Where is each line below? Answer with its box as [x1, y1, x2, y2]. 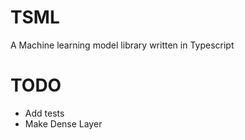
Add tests [24, 107, 65, 119]
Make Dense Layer [24, 117, 103, 130]
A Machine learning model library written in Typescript [10, 39, 235, 51]
